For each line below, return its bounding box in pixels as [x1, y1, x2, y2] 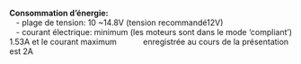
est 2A [9, 46, 34, 57]
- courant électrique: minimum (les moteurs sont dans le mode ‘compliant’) [15, 27, 293, 37]
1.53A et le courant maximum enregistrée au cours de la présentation [9, 36, 289, 47]
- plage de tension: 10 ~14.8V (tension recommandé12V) [15, 17, 224, 28]
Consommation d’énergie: [9, 8, 110, 18]
